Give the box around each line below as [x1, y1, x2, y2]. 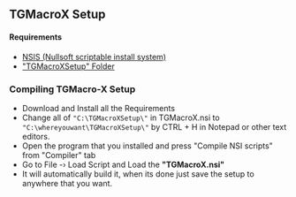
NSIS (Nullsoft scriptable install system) [21, 51, 166, 62]
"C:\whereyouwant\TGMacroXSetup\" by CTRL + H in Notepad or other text [21, 121, 287, 132]
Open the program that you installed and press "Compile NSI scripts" [21, 140, 274, 151]
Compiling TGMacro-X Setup [9, 83, 136, 95]
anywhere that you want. [21, 178, 113, 188]
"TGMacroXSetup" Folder [21, 61, 115, 72]
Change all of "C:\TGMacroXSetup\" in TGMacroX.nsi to [21, 112, 220, 123]
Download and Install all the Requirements [21, 102, 175, 113]
